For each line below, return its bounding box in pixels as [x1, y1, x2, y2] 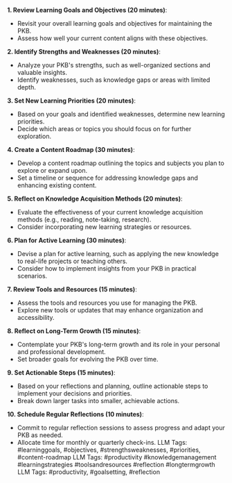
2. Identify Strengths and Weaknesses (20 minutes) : [7, 48, 161, 56]
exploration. [17, 132, 52, 140]
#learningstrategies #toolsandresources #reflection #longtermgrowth [17, 461, 216, 468]
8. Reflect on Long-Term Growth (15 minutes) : [7, 327, 141, 335]
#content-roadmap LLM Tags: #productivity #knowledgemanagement [17, 453, 217, 461]
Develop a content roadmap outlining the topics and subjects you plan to [17, 159, 225, 167]
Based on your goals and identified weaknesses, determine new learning [17, 110, 225, 118]
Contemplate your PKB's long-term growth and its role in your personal [17, 340, 220, 348]
